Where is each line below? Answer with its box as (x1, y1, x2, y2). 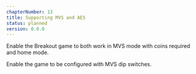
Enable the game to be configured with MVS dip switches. (6, 61, 152, 68)
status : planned (6, 20, 47, 26)
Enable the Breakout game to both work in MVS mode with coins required (6, 42, 191, 50)
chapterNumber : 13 (6, 8, 53, 15)
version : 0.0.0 (6, 25, 45, 32)
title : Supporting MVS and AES (6, 15, 86, 21)
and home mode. (6, 49, 49, 56)
